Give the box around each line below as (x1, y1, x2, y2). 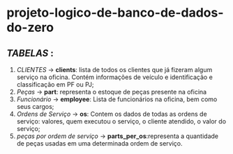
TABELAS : (6, 47, 54, 59)
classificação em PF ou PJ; (16, 80, 95, 88)
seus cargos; (16, 103, 54, 110)
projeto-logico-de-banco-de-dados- (6, 5, 224, 21)
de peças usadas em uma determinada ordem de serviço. (16, 139, 183, 147)
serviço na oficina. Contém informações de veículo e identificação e (16, 73, 213, 81)
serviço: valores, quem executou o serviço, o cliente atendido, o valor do (16, 117, 227, 126)
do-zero (6, 19, 54, 35)
